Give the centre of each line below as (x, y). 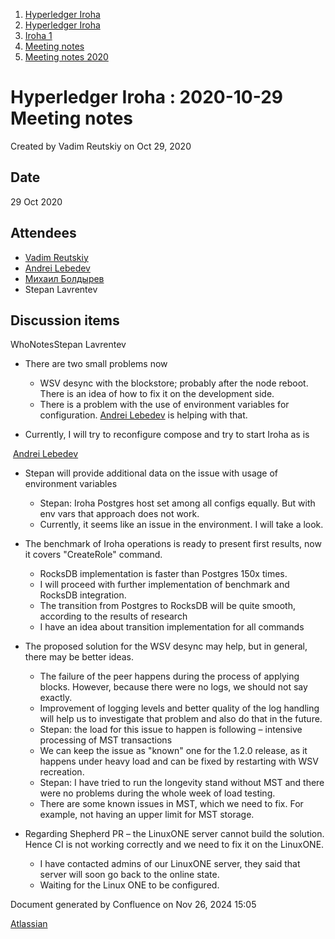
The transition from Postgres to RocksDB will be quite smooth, (167, 606)
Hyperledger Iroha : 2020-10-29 (147, 97)
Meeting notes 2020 (66, 57)
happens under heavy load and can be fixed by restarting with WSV (179, 761)
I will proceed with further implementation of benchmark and (164, 585)
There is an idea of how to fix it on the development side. (157, 394)
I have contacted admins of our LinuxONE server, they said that (170, 864)
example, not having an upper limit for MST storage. (147, 815)
